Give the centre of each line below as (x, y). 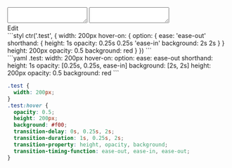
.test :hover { (28, 105)
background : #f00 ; (41, 125)
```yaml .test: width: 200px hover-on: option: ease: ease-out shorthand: (110, 58)
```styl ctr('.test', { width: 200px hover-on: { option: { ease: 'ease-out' (107, 35)
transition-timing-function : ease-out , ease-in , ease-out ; (102, 151)
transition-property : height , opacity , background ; (91, 144)
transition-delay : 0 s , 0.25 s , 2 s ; (64, 132)
